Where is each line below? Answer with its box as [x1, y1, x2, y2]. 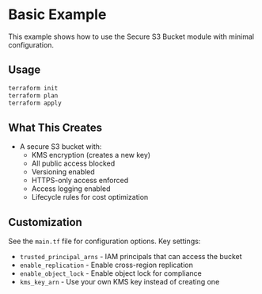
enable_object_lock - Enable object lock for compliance [19, 269, 202, 278]
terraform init [8, 84, 59, 92]
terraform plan [8, 91, 59, 100]
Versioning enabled [31, 167, 95, 177]
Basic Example [8, 6, 107, 24]
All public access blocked [31, 158, 116, 168]
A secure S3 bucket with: [19, 142, 102, 151]
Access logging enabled [31, 184, 111, 193]
